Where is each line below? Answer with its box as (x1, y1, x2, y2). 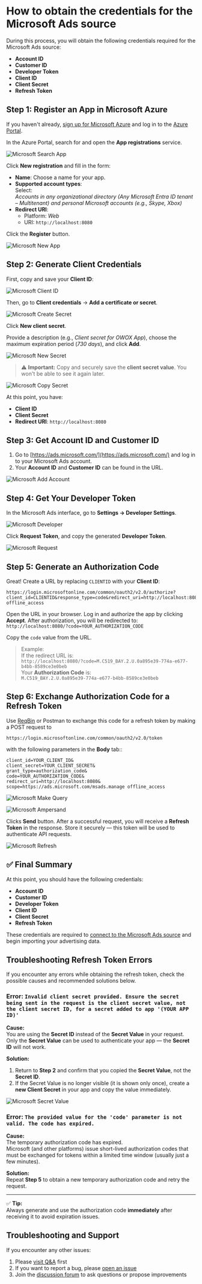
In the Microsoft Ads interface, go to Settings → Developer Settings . (6, 509, 177, 517)
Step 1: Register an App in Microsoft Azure (6, 104, 168, 115)
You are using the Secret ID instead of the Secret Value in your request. (6, 1030, 185, 1037)
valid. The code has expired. (6, 1120, 95, 1127)
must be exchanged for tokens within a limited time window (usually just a (6, 1151, 189, 1159)
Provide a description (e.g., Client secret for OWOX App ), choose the (6, 333, 177, 341)
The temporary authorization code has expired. (6, 1139, 123, 1146)
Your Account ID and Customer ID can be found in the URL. (14, 464, 164, 471)
